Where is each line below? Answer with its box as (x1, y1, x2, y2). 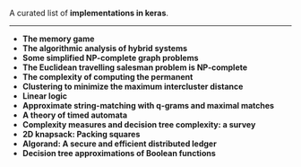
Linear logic (21, 91, 68, 101)
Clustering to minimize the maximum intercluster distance (21, 81, 244, 92)
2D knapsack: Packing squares (21, 129, 141, 139)
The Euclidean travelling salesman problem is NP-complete (21, 62, 248, 73)
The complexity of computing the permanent (21, 72, 193, 82)
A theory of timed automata (21, 110, 128, 120)
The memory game (21, 33, 95, 44)
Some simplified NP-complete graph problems (21, 53, 199, 63)
